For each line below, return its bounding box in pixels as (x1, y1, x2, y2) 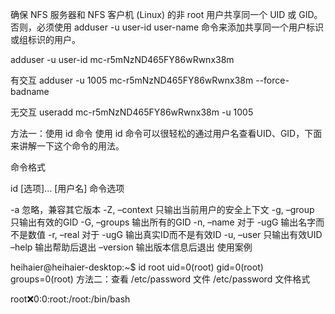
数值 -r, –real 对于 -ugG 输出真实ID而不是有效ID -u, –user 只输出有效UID (27, 229, 323, 240)
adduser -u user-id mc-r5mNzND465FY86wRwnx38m (10, 54, 235, 65)
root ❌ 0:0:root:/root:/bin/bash (10, 293, 131, 305)
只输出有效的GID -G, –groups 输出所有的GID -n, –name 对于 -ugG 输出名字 (10, 216, 317, 228)
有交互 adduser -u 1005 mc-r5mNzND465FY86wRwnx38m (10, 74, 254, 86)
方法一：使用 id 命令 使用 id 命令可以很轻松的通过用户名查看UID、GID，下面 (10, 128, 323, 139)
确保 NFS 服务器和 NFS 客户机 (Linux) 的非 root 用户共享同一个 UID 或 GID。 (10, 9, 323, 20)
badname (10, 86, 50, 97)
